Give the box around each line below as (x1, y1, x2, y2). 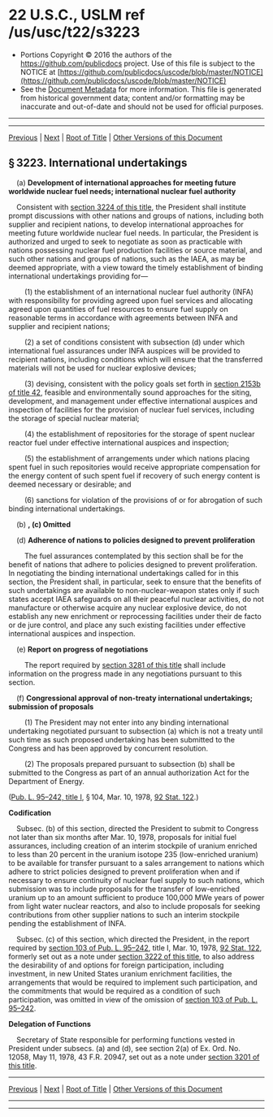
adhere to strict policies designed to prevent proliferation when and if (8, 867, 240, 877)
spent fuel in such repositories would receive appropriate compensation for (8, 461, 261, 472)
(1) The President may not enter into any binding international (24, 717, 229, 727)
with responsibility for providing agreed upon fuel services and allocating (8, 295, 253, 305)
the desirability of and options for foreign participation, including (8, 960, 224, 970)
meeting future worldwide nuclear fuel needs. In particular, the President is (8, 227, 259, 237)
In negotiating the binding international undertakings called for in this (8, 568, 240, 578)
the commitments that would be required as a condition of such (8, 985, 221, 996)
